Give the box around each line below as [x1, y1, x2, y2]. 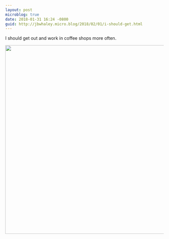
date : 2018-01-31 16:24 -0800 [5, 17, 69, 22]
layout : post [5, 7, 33, 13]
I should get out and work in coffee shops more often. [5, 35, 117, 41]
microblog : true [5, 12, 39, 17]
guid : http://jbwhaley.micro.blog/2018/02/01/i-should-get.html [5, 21, 143, 27]
